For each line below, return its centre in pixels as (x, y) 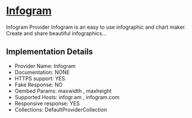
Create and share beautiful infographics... (56, 33)
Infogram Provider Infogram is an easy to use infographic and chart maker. (96, 27)
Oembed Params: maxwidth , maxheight (63, 91)
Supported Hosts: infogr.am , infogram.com (67, 97)
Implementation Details (50, 52)
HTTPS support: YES (40, 78)
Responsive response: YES (47, 103)
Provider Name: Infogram (45, 66)
